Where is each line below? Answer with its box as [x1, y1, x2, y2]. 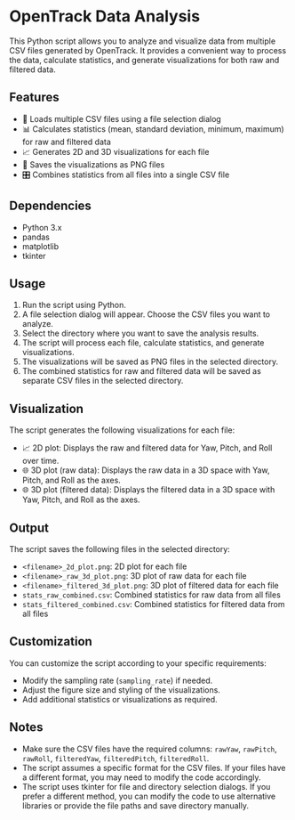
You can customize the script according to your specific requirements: [9, 657, 267, 669]
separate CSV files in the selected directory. [21, 376, 184, 386]
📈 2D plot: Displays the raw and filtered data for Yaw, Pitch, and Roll [21, 442, 273, 453]
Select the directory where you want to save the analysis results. [21, 328, 259, 339]
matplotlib [21, 240, 60, 251]
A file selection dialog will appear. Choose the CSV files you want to [21, 309, 271, 320]
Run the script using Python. [21, 300, 126, 311]
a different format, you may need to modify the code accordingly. [21, 772, 261, 783]
